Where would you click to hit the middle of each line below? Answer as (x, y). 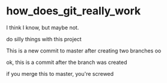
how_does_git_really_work (74, 11)
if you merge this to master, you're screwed (60, 73)
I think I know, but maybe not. (43, 27)
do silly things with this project (44, 39)
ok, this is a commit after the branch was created (67, 62)
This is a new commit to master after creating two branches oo (84, 50)
